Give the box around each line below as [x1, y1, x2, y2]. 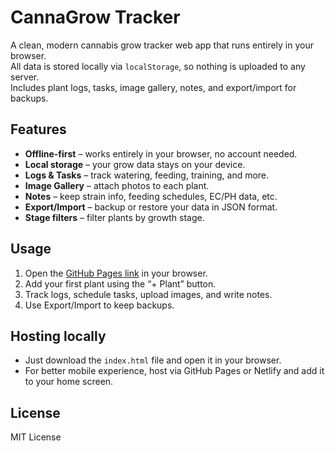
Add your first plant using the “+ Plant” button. [24, 277, 217, 290]
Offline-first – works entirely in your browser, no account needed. [24, 147, 298, 160]
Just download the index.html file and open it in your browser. [24, 354, 282, 366]
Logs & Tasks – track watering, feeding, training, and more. [24, 169, 270, 181]
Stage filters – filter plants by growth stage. [24, 211, 205, 223]
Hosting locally [10, 327, 107, 345]
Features [10, 121, 67, 138]
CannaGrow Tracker [10, 6, 181, 29]
